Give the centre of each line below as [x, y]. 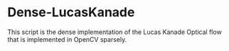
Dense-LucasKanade [71, 12]
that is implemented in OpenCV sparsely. [67, 39]
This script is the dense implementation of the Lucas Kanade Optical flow [114, 32]
